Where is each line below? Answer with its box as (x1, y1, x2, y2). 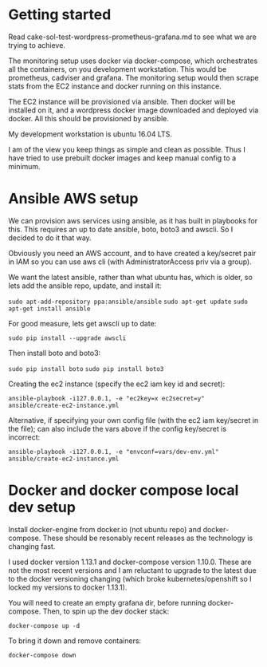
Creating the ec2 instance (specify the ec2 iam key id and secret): (8, 379, 226, 389)
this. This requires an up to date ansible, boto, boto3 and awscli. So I (8, 224, 234, 234)
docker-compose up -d (8, 622, 80, 630)
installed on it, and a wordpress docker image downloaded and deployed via (8, 105, 259, 115)
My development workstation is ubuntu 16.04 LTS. (8, 129, 173, 139)
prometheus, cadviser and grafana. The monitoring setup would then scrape (8, 73, 259, 82)
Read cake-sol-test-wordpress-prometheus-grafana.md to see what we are (8, 32, 257, 41)
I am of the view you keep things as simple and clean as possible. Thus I (8, 144, 245, 154)
